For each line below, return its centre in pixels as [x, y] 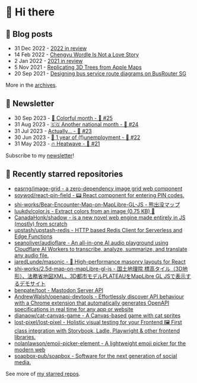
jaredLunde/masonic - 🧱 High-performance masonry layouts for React [100, 261]
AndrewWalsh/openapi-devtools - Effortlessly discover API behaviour [99, 296]
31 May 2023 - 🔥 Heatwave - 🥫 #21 [57, 143]
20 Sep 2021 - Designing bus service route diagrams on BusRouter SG [100, 73]
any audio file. [31, 255]
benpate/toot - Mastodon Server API [59, 290]
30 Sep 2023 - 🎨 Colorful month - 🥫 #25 [63, 118]
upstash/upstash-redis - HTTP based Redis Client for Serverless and [98, 230]
